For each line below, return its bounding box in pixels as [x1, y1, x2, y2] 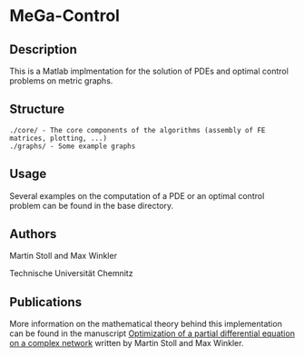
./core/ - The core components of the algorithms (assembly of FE [9, 125, 266, 134]
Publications [9, 294, 83, 310]
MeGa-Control [9, 5, 121, 26]
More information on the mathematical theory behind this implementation [9, 319, 283, 330]
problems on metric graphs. [9, 75, 113, 86]
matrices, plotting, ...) [9, 134, 107, 143]
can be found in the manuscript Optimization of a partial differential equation [9, 328, 295, 339]
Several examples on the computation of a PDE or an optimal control [9, 190, 265, 201]
